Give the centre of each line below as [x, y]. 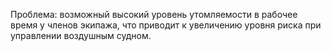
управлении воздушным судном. [81, 35]
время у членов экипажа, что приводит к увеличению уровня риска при [166, 25]
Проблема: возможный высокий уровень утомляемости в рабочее [154, 14]
